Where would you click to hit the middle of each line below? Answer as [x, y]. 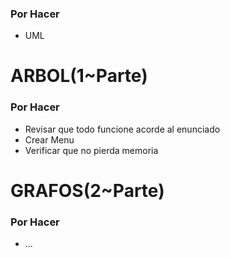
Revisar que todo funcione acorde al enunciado [122, 129]
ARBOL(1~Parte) [79, 76]
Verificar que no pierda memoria [91, 150]
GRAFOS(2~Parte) [87, 190]
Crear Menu [49, 139]
